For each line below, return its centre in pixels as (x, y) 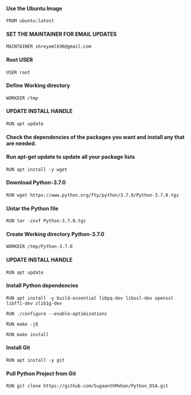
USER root (18, 72)
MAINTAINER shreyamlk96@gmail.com (49, 47)
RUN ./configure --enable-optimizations (57, 314)
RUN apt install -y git (36, 360)
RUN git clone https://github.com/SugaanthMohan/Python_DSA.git (87, 386)
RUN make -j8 (22, 324)
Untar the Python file (32, 208)
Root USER (20, 60)
